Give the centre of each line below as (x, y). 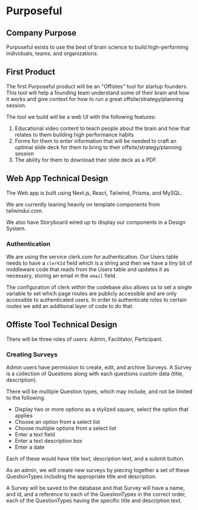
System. (16, 228)
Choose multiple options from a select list (66, 428)
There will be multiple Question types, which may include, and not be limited (99, 392)
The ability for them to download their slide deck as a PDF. (86, 160)
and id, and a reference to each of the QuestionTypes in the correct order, (96, 495)
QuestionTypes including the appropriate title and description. (82, 477)
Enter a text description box (49, 441)
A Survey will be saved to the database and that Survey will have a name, (95, 488)
